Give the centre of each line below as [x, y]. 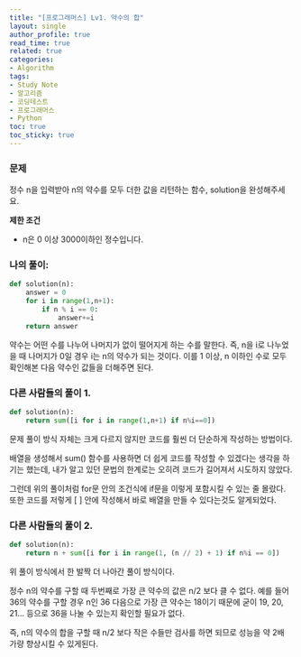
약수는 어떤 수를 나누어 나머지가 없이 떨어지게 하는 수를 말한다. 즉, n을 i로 [137, 345]
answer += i [76, 318]
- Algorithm [32, 69]
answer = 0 [46, 293]
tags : [19, 77]
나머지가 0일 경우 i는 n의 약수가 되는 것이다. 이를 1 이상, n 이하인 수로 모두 [157, 356]
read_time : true [40, 43]
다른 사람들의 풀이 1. [50, 393]
